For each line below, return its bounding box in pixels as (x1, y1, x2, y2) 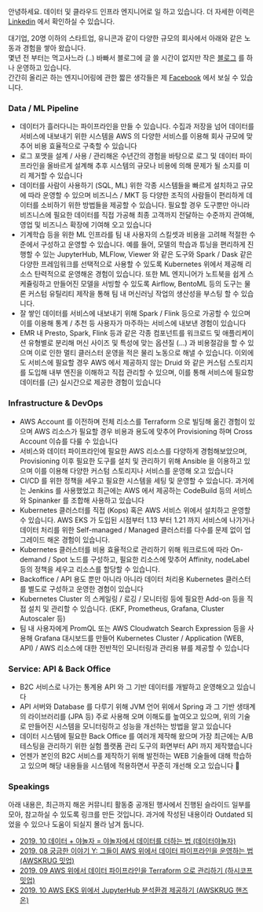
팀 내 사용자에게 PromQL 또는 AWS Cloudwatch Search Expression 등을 (19, 623, 246, 632)
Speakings (8, 780, 50, 792)
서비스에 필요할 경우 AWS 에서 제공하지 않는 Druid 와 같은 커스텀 (27, 358, 226, 368)
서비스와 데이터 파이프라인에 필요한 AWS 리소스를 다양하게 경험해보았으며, (19, 446, 247, 455)
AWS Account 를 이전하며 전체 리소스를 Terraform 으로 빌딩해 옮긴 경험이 (19, 417, 247, 426)
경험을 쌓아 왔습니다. (22, 43, 86, 53)
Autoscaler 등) (19, 614, 66, 623)
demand (19, 554, 47, 564)
